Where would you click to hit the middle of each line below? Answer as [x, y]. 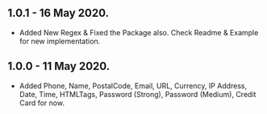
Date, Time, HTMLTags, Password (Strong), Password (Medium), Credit [138, 94]
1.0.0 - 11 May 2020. [59, 66]
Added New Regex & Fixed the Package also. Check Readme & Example [139, 32]
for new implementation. [60, 41]
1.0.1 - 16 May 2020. [58, 13]
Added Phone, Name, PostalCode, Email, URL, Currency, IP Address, [133, 85]
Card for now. [42, 103]
